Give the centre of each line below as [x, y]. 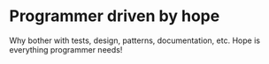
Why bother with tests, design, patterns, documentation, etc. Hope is [135, 40]
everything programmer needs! [66, 49]
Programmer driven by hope [115, 16]
